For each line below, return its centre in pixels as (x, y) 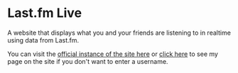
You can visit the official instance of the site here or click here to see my (113, 54)
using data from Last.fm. (43, 40)
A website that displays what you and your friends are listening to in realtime (119, 33)
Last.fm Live (45, 13)
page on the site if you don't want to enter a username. (88, 61)
